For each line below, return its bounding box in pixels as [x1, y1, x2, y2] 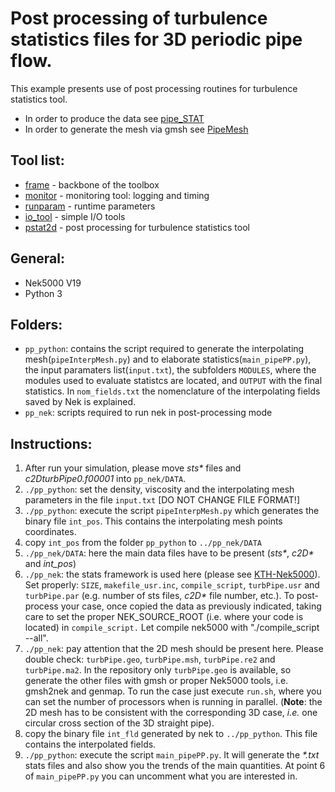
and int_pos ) [24, 558, 77, 570]
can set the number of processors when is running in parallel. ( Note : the [24, 696, 323, 708]
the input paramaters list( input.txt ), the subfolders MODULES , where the [24, 364, 317, 376]
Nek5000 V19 [24, 277, 82, 289]
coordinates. [24, 526, 77, 538]
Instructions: [10, 435, 93, 452]
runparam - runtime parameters [24, 200, 156, 212]
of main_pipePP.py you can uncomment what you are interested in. [24, 770, 298, 782]
